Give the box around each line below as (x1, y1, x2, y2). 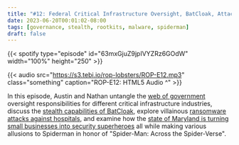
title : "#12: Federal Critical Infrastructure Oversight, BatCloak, (7, 10, 215, 18)
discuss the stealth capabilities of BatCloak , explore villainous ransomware (7, 107, 226, 115)
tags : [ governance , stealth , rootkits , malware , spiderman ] (7, 23, 190, 30)
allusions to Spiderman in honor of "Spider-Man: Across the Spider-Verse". (7, 129, 226, 138)
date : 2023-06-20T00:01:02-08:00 (7, 17, 107, 24)
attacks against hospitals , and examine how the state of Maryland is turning (7, 115, 229, 123)
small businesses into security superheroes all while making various (7, 122, 207, 131)
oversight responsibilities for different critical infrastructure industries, (7, 100, 213, 108)
